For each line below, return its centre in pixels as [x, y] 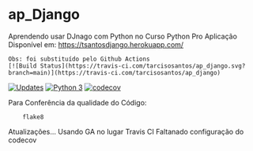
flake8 [33, 117]
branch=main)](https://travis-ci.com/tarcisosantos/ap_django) [115, 72]
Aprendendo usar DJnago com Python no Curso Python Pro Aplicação [123, 36]
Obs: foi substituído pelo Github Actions [79, 59]
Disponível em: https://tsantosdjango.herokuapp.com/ [96, 44]
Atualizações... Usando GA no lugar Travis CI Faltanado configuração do [126, 131]
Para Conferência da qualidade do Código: [77, 102]
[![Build [23, 66]
